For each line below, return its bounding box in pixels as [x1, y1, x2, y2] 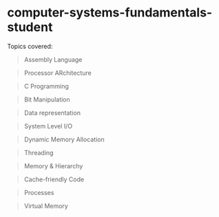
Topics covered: [7, 42, 53, 50]
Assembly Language [23, 55, 83, 63]
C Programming [23, 82, 69, 90]
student [7, 19, 53, 35]
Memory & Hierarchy [23, 161, 83, 170]
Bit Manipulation [23, 95, 70, 104]
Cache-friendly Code [23, 175, 85, 183]
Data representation [23, 108, 81, 117]
